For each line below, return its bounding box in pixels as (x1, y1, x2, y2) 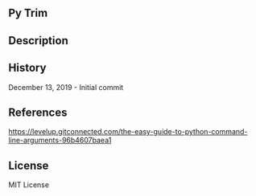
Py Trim (8, 6, 48, 20)
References (8, 105, 68, 119)
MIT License (8, 180, 50, 190)
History (8, 61, 47, 75)
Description (8, 34, 68, 47)
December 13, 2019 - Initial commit (8, 82, 124, 92)
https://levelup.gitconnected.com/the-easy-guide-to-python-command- (8, 127, 248, 137)
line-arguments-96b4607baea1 (8, 136, 112, 145)
